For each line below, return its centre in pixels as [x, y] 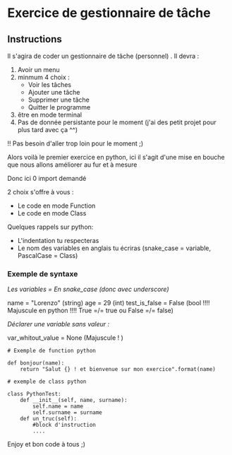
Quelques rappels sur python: [50, 227]
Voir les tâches [50, 85]
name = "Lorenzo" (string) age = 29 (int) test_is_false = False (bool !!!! [109, 303]
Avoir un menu [38, 70]
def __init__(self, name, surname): [74, 401]
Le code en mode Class [52, 213]
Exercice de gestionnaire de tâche [109, 13]
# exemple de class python [47, 382]
